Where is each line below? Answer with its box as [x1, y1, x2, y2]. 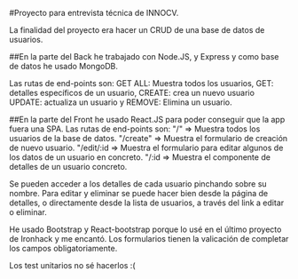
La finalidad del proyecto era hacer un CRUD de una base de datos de [9, 25, 265, 35]
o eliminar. [9, 207, 47, 217]
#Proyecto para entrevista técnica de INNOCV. [9, 8, 179, 18]
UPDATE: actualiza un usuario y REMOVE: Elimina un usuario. [9, 97, 232, 108]
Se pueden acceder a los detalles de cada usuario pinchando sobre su [9, 179, 268, 189]
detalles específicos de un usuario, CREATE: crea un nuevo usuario [9, 88, 255, 98]
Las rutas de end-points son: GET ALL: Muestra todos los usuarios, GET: [9, 78, 274, 88]
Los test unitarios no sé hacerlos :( [9, 260, 136, 270]
